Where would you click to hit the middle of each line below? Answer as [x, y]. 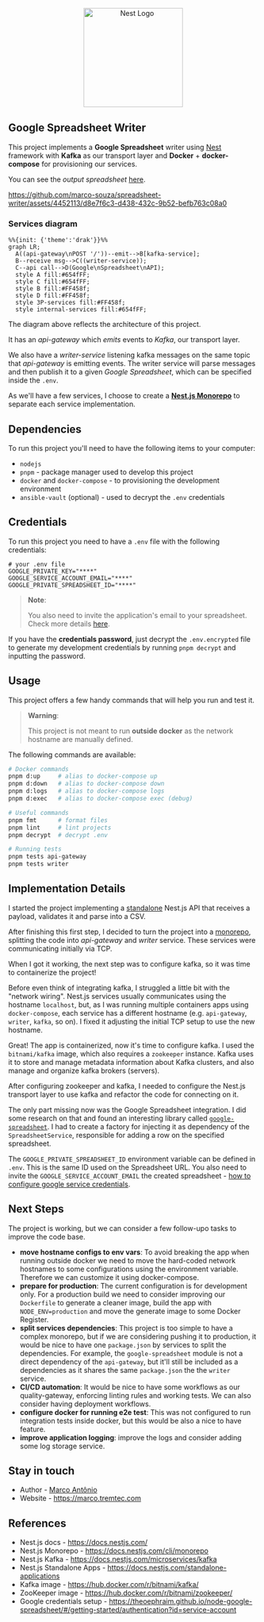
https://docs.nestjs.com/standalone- [167, 1568]
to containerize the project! [52, 972]
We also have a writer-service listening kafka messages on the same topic [130, 355]
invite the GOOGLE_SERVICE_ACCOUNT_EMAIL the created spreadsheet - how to [130, 1175]
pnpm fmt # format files [58, 820]
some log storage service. [62, 1446]
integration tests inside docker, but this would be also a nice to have [130, 1420]
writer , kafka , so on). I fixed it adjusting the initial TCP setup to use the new [132, 1021]
